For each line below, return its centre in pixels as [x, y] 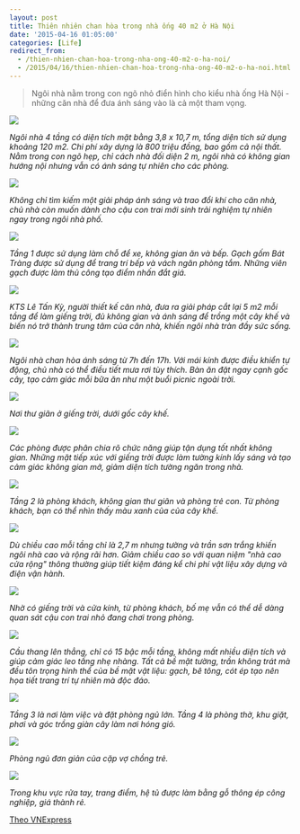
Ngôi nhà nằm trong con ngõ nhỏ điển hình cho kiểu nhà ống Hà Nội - [160, 93]
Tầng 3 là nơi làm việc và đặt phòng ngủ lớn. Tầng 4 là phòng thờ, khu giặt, [149, 714]
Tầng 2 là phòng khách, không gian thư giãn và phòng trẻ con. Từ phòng [145, 501]
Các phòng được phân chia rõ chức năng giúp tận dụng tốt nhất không [141, 448]
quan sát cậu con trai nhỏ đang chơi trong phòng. [102, 617]
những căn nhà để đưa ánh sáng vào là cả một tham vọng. [139, 102]
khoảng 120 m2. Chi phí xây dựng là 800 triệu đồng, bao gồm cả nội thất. [146, 146]
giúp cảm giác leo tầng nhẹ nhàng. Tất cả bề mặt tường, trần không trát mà [150, 661]
